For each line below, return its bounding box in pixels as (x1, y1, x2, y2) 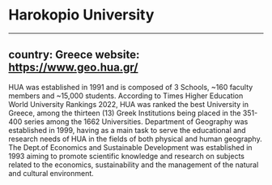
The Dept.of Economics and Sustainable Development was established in (8, 142, 253, 152)
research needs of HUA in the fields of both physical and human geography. (8, 134, 262, 144)
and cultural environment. (8, 168, 95, 178)
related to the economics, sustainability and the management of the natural (8, 160, 259, 170)
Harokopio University (8, 6, 155, 24)
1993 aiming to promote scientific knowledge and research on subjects (8, 151, 245, 161)
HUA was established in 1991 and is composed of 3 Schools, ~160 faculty (8, 82, 253, 92)
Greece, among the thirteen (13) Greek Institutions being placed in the (8, 108, 241, 118)
